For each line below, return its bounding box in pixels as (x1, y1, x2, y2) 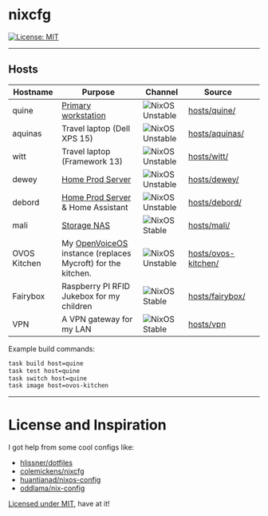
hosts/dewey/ (188, 173, 239, 185)
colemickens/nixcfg (19, 466, 85, 476)
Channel (145, 86, 178, 97)
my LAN (61, 323, 92, 335)
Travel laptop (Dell (61, 122, 130, 133)
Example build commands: (8, 343, 96, 353)
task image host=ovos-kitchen (8, 382, 109, 390)
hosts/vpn (188, 318, 227, 329)
